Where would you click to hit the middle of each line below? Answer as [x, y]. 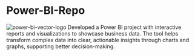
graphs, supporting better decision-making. [61, 46]
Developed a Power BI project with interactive [124, 27]
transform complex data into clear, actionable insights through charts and [98, 40]
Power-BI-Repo [46, 11]
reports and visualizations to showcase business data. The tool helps [92, 33]
